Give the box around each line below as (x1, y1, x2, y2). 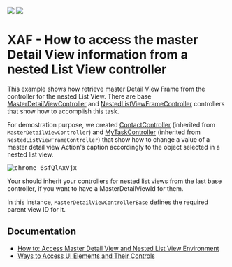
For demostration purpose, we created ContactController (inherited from (7, 120, 215, 129)
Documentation (7, 226, 77, 238)
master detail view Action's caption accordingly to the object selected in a (7, 143, 220, 151)
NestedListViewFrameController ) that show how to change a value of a (7, 135, 210, 143)
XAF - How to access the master (7, 32, 198, 48)
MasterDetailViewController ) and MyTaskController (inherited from (7, 128, 201, 136)
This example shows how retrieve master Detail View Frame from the (7, 85, 205, 93)
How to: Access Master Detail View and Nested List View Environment (17, 244, 219, 252)
